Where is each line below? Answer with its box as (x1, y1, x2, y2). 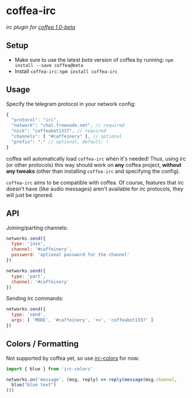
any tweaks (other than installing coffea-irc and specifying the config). (6, 168, 180, 175)
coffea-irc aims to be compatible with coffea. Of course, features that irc (6, 179, 184, 186)
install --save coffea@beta (14, 62, 83, 68)
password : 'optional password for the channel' (11, 252, 130, 258)
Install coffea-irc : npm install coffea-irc (14, 68, 118, 75)
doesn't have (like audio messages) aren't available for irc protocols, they (6, 185, 184, 192)
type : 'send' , (11, 312, 46, 318)
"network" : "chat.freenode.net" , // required (11, 122, 125, 129)
